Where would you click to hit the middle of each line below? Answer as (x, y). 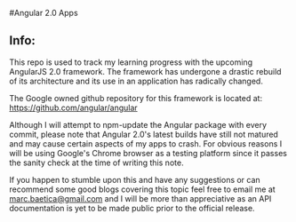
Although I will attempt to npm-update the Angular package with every (138, 124)
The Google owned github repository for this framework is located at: (136, 98)
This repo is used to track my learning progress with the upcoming (131, 62)
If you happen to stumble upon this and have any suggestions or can (135, 179)
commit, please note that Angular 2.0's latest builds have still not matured (144, 134)
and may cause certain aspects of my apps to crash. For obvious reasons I (146, 143)
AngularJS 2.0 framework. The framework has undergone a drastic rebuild (145, 71)
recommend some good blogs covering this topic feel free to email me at (142, 189)
